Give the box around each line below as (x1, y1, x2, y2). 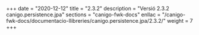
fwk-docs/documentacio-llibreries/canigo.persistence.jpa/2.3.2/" (6, 17, 166, 24)
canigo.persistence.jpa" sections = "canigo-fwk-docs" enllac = (6, 11, 161, 18)
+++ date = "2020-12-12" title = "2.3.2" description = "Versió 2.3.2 (6, 5, 169, 12)
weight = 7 (167, 17, 193, 24)
